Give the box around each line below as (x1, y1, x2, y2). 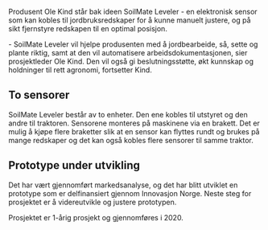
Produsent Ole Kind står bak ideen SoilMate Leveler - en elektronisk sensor (8, 7, 258, 16)
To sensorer (8, 88, 70, 102)
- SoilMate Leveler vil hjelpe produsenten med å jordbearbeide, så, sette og (8, 39, 258, 49)
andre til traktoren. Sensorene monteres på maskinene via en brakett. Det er (8, 118, 260, 128)
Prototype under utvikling (8, 158, 141, 172)
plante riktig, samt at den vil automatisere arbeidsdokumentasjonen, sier (8, 48, 248, 57)
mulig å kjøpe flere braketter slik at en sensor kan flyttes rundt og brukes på (8, 126, 260, 136)
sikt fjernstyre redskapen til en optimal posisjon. (8, 24, 167, 33)
